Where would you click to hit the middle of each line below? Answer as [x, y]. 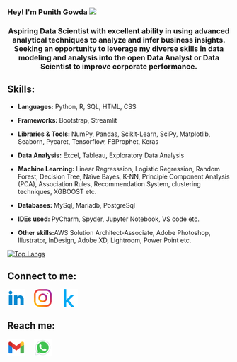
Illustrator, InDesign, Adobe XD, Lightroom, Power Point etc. [104, 240]
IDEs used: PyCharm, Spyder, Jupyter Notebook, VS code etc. [109, 219]
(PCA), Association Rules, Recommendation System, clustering [109, 183]
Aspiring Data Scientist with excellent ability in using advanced [119, 30]
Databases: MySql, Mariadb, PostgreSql [76, 205]
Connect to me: [42, 276]
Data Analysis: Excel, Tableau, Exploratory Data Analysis [101, 155]
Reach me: [31, 326]
